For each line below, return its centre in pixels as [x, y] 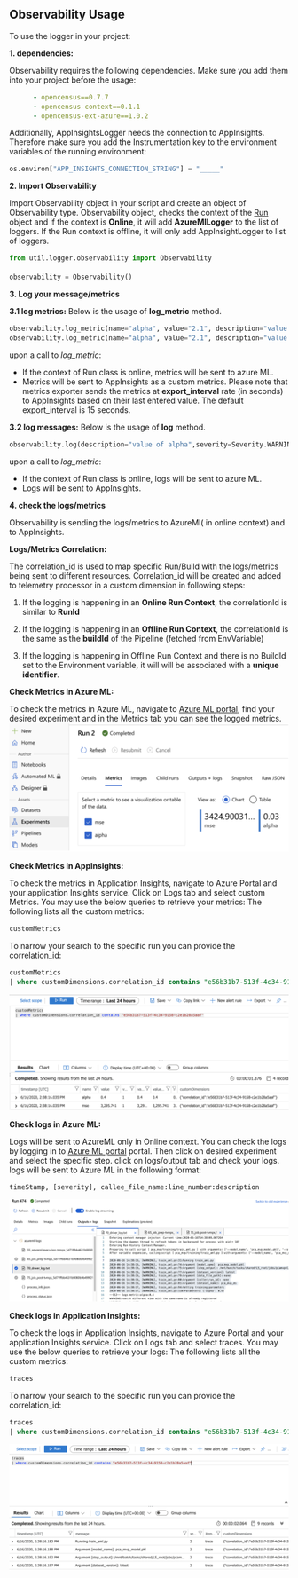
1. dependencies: [41, 53]
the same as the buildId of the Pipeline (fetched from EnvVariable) [143, 638]
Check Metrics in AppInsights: [67, 865]
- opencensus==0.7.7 [71, 97]
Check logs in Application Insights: [75, 1316]
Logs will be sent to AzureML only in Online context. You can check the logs [148, 1142]
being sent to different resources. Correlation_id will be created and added [145, 575]
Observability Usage [67, 15]
